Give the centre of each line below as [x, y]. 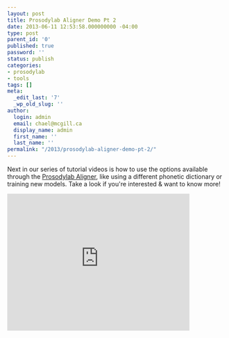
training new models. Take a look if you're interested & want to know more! [114, 184]
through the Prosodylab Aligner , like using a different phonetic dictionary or [115, 177]
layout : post [26, 14]
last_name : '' [34, 143]
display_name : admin [43, 130]
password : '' [26, 53]
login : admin [32, 117]
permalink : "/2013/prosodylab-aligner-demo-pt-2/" [82, 150]
